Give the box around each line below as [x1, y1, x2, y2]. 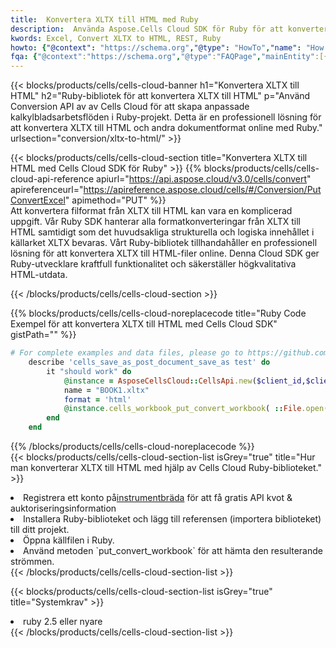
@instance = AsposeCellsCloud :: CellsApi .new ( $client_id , [63, 376, 307, 386]
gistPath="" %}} [10, 329, 77, 341]
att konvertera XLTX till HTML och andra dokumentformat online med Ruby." [10, 122, 323, 134]
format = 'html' [63, 394, 132, 405]
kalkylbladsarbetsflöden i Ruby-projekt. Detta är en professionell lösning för [10, 111, 322, 123]
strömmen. [10, 556, 55, 567]
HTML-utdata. [10, 269, 68, 281]
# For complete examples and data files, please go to [10, 348, 244, 358]
